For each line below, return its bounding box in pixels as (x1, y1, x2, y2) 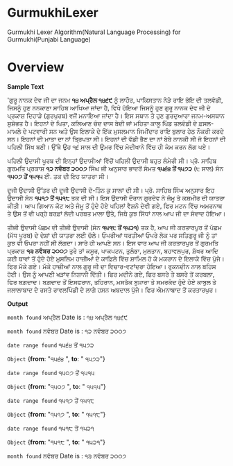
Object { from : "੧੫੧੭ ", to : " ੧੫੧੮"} (7, 410, 106, 418)
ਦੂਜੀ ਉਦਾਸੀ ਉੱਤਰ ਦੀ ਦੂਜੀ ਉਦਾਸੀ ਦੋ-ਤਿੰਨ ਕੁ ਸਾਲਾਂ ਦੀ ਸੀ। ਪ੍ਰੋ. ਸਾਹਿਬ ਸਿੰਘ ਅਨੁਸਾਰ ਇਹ (7, 186, 215, 194)
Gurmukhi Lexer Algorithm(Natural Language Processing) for (7, 28, 181, 36)
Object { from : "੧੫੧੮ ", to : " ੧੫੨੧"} (7, 438, 106, 446)
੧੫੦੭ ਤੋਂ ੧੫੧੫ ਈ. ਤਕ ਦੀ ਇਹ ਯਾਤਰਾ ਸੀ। (7, 172, 109, 180)
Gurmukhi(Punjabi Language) (7, 35, 92, 43)
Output (7, 300, 28, 308)
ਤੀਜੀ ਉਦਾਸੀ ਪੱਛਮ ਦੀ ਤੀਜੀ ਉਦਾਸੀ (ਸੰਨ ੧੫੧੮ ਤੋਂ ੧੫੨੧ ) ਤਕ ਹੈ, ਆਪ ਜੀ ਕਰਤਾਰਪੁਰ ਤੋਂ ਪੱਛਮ (7, 223, 222, 232)
